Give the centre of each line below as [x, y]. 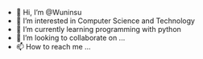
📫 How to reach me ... [53, 47]
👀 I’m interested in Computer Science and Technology [106, 21]
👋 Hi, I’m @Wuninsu [49, 12]
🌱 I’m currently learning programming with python [98, 29]
